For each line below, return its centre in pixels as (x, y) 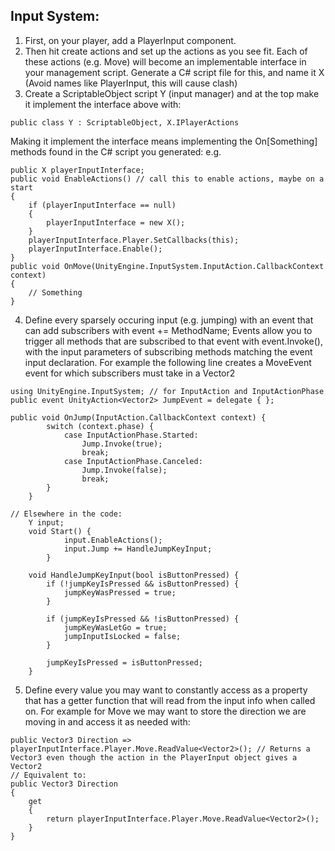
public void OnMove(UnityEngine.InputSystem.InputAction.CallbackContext (167, 266)
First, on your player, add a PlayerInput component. (130, 40)
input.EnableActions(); (113, 540)
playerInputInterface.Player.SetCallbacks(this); (134, 240)
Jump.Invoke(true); (122, 444)
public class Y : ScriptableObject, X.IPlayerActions (125, 122)
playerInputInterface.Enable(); (95, 249)
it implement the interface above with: (103, 104)
